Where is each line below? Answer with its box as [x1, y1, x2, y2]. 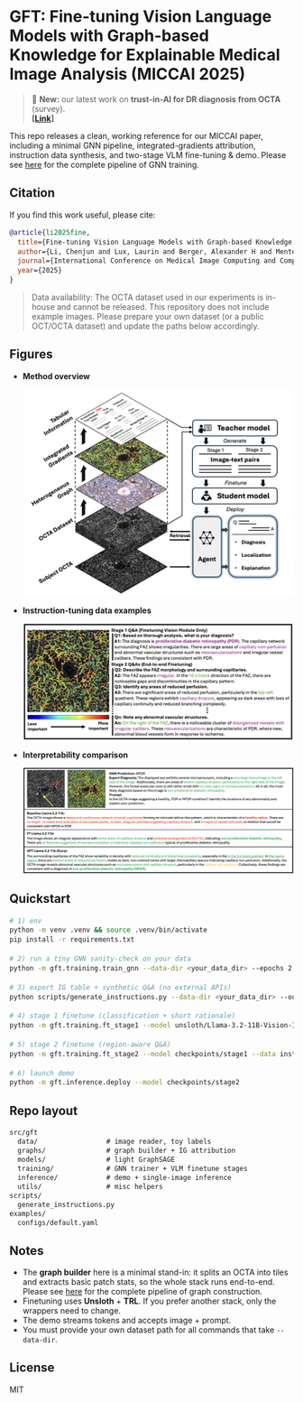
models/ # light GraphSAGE [17, 1156, 176, 1165]
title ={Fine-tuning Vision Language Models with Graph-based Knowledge [17, 237, 293, 246]
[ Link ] [31, 113, 54, 124]
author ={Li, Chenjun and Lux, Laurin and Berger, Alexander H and [17, 246, 272, 256]
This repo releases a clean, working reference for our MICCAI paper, [9, 130, 263, 141]
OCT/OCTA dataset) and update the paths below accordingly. [31, 320, 260, 331]
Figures [9, 347, 53, 362]
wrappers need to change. [22, 1305, 122, 1315]
